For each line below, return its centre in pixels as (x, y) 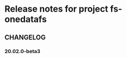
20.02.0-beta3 (23, 51)
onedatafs (26, 19)
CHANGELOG (25, 37)
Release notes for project (56, 9)
